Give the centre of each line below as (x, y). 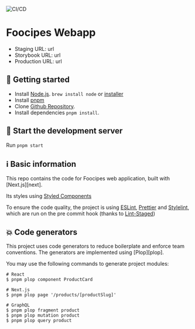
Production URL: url (38, 61)
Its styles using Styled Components (49, 196)
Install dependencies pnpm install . (57, 112)
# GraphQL (18, 305)
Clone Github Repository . (45, 106)
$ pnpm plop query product (39, 321)
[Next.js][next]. (24, 185)
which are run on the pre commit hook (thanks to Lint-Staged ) (81, 214)
